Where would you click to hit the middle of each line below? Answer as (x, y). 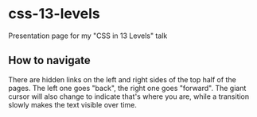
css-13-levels (55, 14)
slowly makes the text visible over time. (72, 104)
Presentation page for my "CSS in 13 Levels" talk (88, 36)
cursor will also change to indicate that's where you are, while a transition (129, 96)
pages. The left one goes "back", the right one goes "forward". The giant (127, 88)
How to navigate (50, 60)
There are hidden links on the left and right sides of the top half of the (122, 79)
